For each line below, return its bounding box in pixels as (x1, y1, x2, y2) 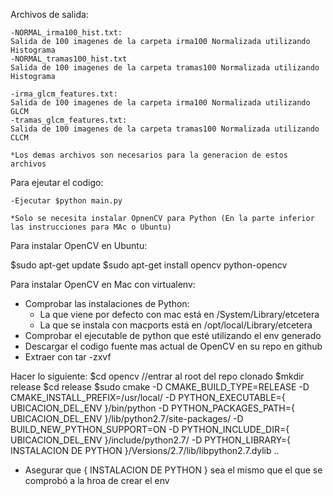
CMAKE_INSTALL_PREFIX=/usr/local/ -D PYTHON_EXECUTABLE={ (10, 392, 286, 403)
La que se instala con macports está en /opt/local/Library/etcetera (39, 319, 313, 331)
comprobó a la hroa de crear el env (24, 475, 170, 486)
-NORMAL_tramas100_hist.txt (10, 54, 128, 64)
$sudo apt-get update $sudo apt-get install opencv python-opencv (10, 259, 288, 271)
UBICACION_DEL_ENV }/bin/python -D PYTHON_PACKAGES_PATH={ (10, 402, 295, 414)
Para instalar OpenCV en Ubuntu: (10, 240, 148, 251)
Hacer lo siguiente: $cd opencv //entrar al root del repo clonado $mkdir (10, 370, 305, 382)
